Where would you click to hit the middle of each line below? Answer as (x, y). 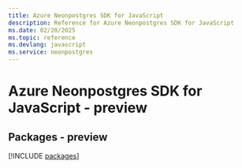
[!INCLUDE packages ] (44, 156)
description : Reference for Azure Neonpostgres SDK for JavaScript (121, 23)
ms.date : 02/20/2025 (42, 30)
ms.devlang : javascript (47, 45)
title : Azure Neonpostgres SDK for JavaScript (86, 15)
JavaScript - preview (78, 108)
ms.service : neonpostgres (50, 52)
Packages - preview (58, 137)
